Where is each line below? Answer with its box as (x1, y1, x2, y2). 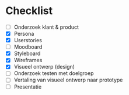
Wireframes (13, 57, 43, 64)
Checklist (5, 4, 53, 18)
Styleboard (13, 50, 41, 57)
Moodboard (13, 43, 43, 50)
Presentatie (13, 83, 42, 90)
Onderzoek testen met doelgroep (13, 70, 94, 77)
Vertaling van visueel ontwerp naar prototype (13, 76, 123, 83)
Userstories (13, 37, 42, 44)
